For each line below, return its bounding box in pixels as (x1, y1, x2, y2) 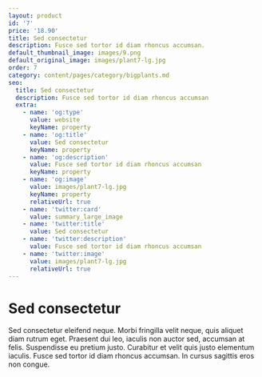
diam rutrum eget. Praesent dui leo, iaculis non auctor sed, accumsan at (8, 334, 245, 344)
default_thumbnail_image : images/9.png (8, 49, 141, 57)
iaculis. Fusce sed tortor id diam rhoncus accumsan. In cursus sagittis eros (8, 351, 255, 361)
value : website (29, 116, 81, 124)
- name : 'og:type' (22, 109, 84, 117)
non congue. (8, 359, 50, 369)
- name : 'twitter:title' (22, 220, 105, 228)
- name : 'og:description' (22, 153, 109, 161)
